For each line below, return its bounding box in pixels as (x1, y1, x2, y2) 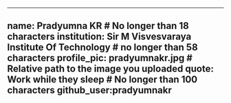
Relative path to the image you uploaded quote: (7, 63, 214, 75)
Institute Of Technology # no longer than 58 (7, 42, 198, 54)
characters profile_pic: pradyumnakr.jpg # (7, 52, 192, 64)
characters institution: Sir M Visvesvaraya (7, 31, 192, 43)
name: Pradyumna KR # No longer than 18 (7, 20, 189, 32)
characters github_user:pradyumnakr (7, 84, 172, 96)
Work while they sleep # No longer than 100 (7, 73, 198, 86)
